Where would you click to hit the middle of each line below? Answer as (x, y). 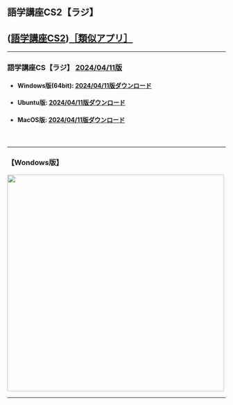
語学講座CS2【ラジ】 (53, 12)
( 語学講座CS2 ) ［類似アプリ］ (70, 38)
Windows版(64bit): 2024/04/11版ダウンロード (84, 85)
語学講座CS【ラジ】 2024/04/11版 (65, 68)
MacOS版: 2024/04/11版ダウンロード (71, 119)
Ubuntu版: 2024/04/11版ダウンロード (71, 103)
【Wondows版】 (35, 163)
